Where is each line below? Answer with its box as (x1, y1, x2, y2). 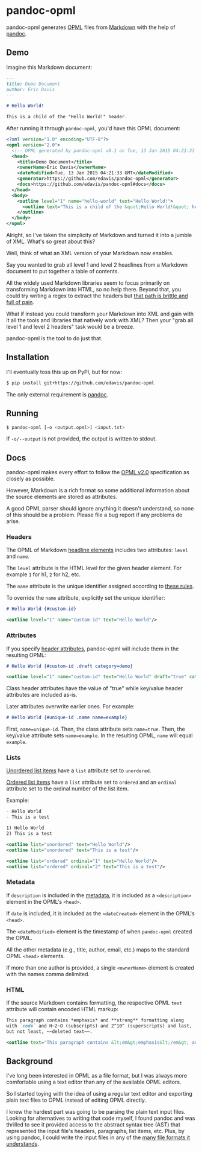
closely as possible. (6, 475, 55, 483)
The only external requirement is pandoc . (6, 390, 109, 398)
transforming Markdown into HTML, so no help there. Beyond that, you (6, 286, 182, 293)
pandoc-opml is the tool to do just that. (6, 335, 103, 341)
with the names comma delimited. (6, 970, 90, 977)
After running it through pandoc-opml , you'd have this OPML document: (6, 125, 181, 132)
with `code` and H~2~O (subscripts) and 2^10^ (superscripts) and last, (6, 1023, 192, 1029)
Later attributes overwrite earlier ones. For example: (6, 703, 135, 710)
